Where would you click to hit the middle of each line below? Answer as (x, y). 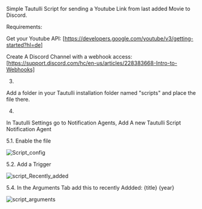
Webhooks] (21, 69)
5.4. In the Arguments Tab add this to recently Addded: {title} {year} (90, 188)
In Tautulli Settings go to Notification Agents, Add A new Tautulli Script (94, 123)
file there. (18, 99)
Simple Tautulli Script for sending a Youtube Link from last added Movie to (98, 9)
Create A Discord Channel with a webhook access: (69, 56)
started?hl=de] (25, 45)
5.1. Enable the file (29, 141)
